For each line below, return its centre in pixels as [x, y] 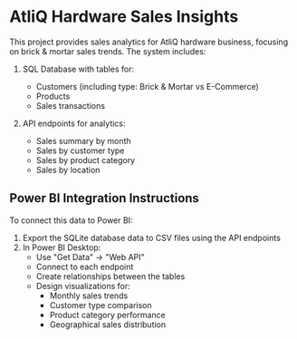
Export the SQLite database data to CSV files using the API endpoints [151, 237]
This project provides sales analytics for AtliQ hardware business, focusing [148, 42]
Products [53, 96]
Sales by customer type [80, 150]
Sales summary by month [83, 140]
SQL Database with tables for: [78, 69]
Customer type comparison [101, 305]
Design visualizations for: [83, 286]
